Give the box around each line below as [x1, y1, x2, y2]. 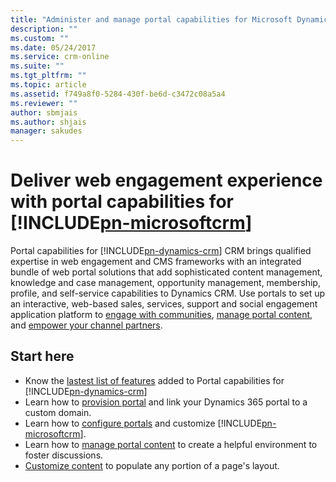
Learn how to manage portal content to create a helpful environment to [24, 438, 318, 450]
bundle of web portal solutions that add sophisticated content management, [10, 266, 323, 278]
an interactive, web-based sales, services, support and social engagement [10, 298, 318, 310]
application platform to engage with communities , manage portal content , [10, 309, 313, 321]
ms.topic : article [10, 80, 87, 90]
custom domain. [24, 406, 92, 418]
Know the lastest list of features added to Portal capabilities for [24, 374, 285, 386]
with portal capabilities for [10, 191, 234, 213]
